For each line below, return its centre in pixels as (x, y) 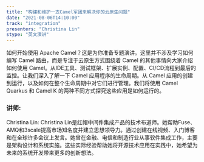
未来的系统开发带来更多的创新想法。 (52, 153)
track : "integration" (34, 23)
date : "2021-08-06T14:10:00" (43, 18)
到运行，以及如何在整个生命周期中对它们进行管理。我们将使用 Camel (92, 83)
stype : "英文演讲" (28, 35)
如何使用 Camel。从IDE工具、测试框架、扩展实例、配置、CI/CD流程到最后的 (101, 68)
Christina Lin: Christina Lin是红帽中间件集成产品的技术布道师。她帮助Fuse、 (101, 122)
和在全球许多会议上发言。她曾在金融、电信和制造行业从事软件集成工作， (97, 138)
